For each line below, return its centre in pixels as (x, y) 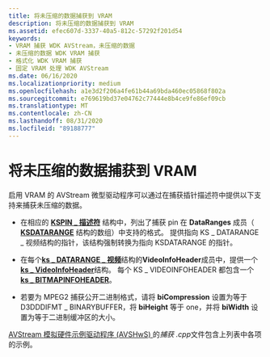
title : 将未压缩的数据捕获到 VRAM (60, 16)
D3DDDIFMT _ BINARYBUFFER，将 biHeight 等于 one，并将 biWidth (135, 307)
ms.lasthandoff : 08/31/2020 (56, 121)
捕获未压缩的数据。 (54, 205)
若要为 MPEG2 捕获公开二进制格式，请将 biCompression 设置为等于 (134, 296)
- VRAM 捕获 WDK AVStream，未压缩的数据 (72, 46)
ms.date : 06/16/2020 (43, 76)
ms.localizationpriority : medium (65, 83)
